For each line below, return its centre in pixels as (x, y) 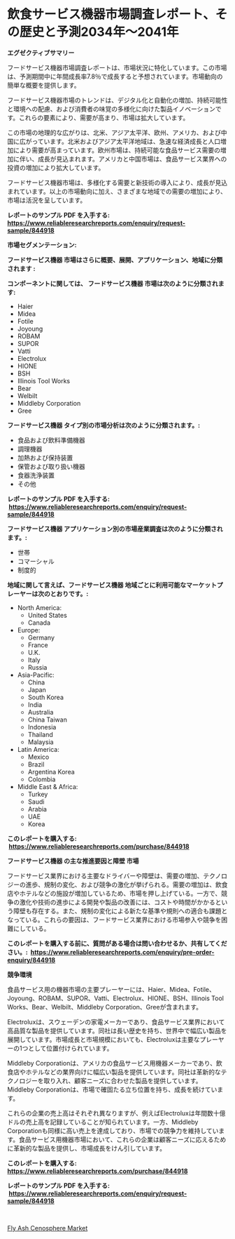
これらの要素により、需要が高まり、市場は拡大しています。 (104, 117)
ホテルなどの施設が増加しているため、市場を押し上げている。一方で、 (120, 893)
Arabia (37, 809)
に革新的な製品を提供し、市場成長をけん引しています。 (87, 1148)
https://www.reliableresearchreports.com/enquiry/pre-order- (122, 952)
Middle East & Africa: (48, 786)
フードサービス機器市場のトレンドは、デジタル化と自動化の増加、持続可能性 (117, 100)
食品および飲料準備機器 (51, 440)
